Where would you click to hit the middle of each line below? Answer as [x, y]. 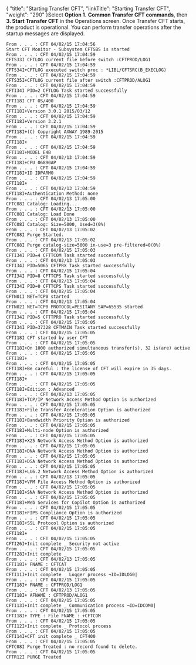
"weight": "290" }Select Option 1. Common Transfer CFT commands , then [97, 15]
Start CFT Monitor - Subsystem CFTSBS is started [68, 49]
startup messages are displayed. [45, 34]
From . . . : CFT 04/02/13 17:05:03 [51, 261]
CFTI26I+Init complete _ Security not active [62, 544]
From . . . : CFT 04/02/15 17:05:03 [51, 250]
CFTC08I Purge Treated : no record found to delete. [72, 647]
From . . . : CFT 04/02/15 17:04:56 [51, 44]
